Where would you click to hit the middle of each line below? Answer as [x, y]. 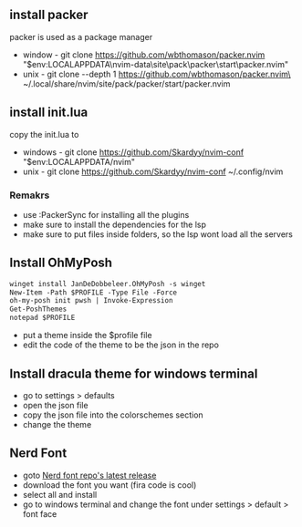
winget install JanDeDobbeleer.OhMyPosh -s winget [108, 284]
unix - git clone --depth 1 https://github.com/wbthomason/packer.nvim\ [156, 74]
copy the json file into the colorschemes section [113, 415]
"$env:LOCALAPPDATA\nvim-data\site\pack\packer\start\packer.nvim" [156, 64]
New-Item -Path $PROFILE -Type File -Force [94, 292]
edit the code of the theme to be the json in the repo [120, 345]
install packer [49, 15]
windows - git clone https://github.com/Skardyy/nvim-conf [133, 152]
